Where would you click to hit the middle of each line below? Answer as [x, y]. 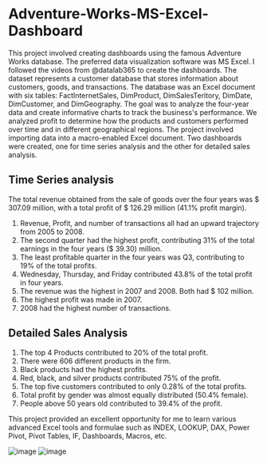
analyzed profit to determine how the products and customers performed [128, 121]
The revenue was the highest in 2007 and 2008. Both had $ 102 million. [137, 291]
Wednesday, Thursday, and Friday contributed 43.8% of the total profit [136, 274]
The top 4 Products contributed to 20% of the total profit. [114, 352]
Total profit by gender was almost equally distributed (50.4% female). [134, 395]
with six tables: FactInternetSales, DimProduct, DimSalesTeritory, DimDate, [131, 95]
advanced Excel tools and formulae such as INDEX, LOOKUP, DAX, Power [129, 427]
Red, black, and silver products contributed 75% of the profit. [120, 378]
